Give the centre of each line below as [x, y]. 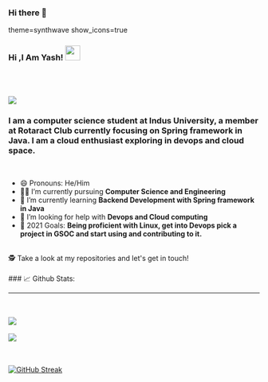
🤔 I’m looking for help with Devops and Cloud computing [114, 216]
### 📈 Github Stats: [42, 279]
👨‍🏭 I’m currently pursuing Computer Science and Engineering [122, 191]
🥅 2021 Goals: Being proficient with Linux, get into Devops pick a [128, 225]
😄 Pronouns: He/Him [55, 183]
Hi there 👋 [28, 13]
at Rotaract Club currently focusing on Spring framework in [126, 131]
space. [22, 150]
